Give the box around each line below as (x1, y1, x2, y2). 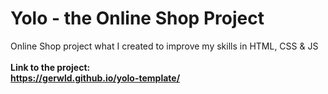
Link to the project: (10, 61, 91, 73)
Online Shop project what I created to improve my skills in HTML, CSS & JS (10, 40, 319, 52)
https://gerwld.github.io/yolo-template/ (10, 72, 181, 84)
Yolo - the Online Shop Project (10, 7, 265, 30)
